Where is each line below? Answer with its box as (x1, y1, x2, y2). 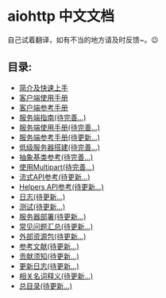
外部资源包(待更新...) (18, 231, 87, 241)
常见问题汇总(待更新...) (18, 221, 94, 231)
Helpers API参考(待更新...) (18, 181, 104, 191)
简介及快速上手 (18, 82, 68, 92)
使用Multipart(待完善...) (18, 162, 95, 171)
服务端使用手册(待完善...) (18, 122, 101, 132)
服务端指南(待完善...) (18, 113, 87, 122)
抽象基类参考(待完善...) (18, 152, 94, 162)
